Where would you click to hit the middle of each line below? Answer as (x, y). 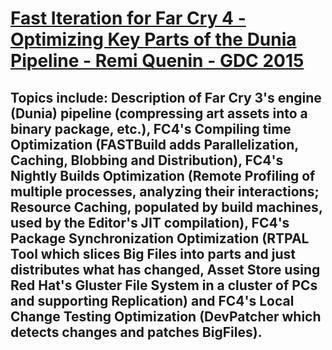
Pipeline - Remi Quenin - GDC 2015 (157, 61)
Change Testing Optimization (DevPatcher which (166, 316)
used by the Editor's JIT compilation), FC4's (150, 222)
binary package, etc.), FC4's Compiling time (151, 128)
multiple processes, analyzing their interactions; (165, 191)
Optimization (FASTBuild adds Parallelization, (154, 144)
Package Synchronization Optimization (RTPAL (160, 238)
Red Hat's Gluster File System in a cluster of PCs (164, 285)
